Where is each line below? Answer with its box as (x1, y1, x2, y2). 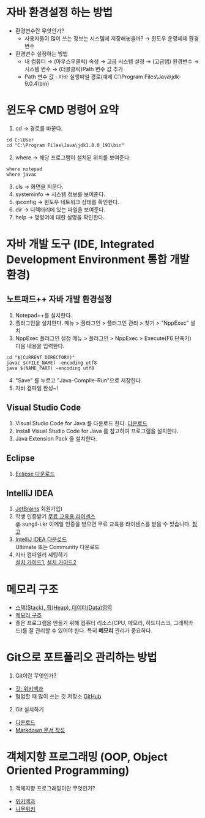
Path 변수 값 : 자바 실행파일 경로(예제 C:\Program (24, 73, 144, 80)
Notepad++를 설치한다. (15, 311, 72, 319)
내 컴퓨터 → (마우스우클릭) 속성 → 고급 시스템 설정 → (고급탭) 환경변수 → (24, 58, 199, 65)
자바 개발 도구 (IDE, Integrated (6, 237, 155, 251)
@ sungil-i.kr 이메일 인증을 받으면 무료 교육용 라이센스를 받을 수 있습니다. (15, 520, 191, 528)
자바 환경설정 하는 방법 (6, 6, 113, 20)
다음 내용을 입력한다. (15, 342, 65, 349)
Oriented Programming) (6, 763, 130, 778)
